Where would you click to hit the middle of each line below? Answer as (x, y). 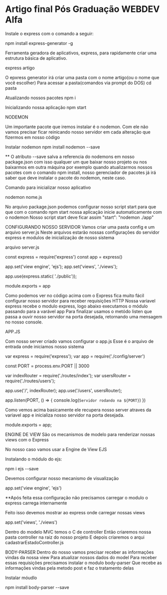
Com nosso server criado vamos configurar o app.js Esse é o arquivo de (79, 341)
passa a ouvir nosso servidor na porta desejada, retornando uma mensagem (84, 316)
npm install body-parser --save (37, 587)
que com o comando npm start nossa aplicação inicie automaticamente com (83, 212)
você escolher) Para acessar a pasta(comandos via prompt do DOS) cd (78, 83)
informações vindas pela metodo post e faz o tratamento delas (70, 568)
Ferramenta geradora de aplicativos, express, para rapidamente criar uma (81, 53)
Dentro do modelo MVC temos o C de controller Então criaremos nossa (78, 532)
